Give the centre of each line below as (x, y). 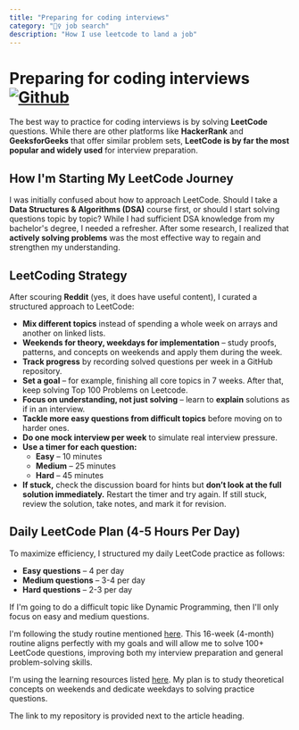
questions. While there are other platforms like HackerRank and (126, 131)
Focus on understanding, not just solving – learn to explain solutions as (156, 399)
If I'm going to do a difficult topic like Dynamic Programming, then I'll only (144, 607)
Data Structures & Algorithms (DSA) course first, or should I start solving (145, 210)
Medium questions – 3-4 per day (83, 580)
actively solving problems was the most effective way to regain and (135, 238)
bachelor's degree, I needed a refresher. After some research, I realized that (149, 228)
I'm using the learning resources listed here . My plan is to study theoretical (146, 679)
